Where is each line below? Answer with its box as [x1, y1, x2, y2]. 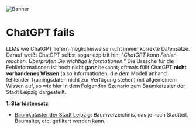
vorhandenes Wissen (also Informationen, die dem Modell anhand [6, 70, 167, 77]
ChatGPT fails [6, 26, 75, 39]
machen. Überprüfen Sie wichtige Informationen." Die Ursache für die [6, 57, 174, 64]
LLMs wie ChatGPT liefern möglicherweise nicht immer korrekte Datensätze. [6, 45, 190, 52]
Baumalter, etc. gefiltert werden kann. [14, 117, 106, 124]
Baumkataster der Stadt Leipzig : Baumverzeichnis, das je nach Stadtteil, [14, 111, 188, 118]
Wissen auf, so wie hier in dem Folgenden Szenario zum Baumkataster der [6, 82, 185, 89]
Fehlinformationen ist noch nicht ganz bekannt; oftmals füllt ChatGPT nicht [6, 64, 187, 71]
